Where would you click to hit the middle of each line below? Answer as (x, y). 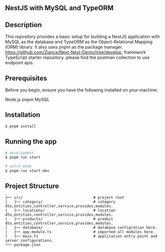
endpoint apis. (20, 63)
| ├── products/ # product (59, 219)
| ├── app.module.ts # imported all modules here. (80, 232)
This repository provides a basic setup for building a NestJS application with (82, 37)
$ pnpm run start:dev (27, 171)
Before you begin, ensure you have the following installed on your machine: (82, 90)
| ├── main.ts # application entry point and (81, 236)
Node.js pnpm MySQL (28, 100)
